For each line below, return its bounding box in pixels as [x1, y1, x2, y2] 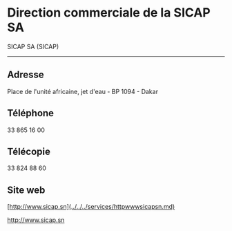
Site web [7, 184, 46, 196]
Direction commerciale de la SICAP [7, 5, 211, 21]
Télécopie [7, 145, 50, 157]
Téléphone [7, 107, 54, 119]
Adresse [7, 69, 45, 81]
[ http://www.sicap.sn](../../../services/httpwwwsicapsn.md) [7, 203, 175, 211]
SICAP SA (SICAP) [7, 42, 59, 50]
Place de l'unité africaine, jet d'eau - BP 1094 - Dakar [7, 87, 159, 95]
